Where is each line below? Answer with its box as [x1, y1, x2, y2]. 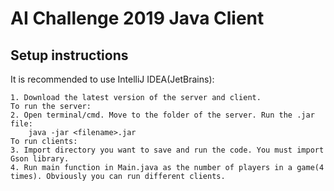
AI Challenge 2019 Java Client [10, 7, 265, 30]
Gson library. [10, 154, 70, 164]
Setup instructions [10, 47, 129, 64]
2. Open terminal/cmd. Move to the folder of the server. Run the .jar [10, 110, 315, 120]
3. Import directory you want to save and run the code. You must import [10, 145, 325, 155]
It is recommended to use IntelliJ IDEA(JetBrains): [10, 73, 215, 85]
